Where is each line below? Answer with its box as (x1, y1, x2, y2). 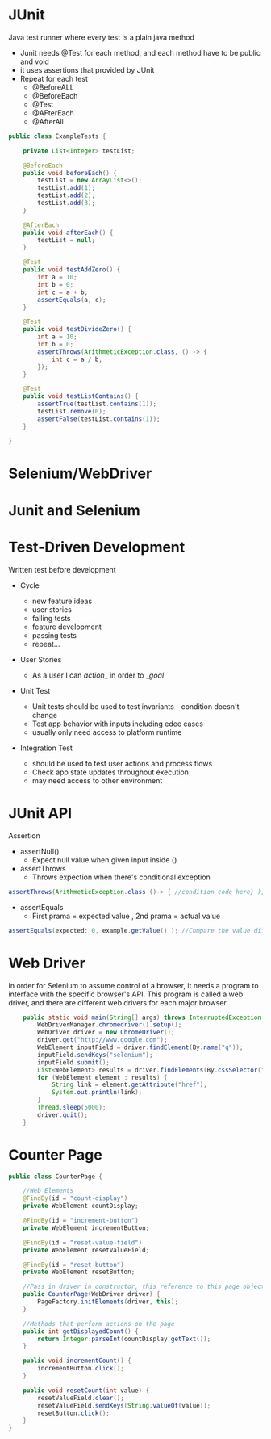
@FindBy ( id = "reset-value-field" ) (23, 1238, 143, 1247)
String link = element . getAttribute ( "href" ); (51, 1080, 207, 1089)
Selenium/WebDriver (8, 464, 152, 482)
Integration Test (19, 743, 73, 753)
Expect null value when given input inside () (31, 854, 177, 865)
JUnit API (8, 804, 73, 823)
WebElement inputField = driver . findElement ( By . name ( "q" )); (37, 1043, 244, 1051)
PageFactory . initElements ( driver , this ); (37, 1298, 179, 1306)
